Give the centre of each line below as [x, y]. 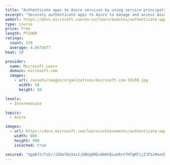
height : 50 [30, 90]
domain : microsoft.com [34, 71]
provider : [16, 61]
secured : [14, 154]
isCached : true [30, 145]
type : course [19, 24]
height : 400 [27, 140]
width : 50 [29, 85]
